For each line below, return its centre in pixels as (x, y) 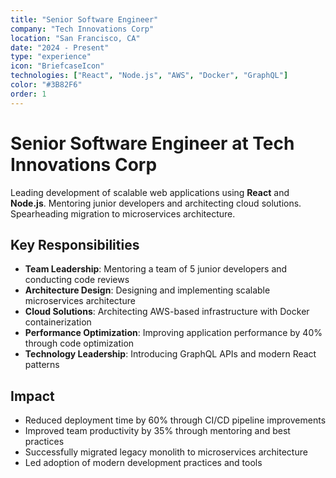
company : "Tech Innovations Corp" (82, 29)
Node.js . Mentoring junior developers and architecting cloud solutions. (156, 203)
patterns (42, 365)
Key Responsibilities (75, 244)
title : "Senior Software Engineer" (84, 19)
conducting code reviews (77, 280)
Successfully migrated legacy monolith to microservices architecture (166, 452)
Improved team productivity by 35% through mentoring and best (157, 431)
